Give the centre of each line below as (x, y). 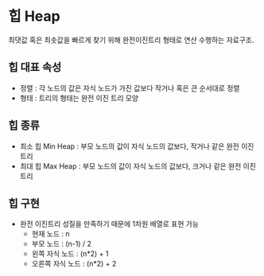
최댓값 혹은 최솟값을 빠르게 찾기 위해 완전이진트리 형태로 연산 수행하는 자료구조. (131, 40)
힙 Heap (35, 16)
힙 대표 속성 (35, 67)
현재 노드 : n (50, 234)
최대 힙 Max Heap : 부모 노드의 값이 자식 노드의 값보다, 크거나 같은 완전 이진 (138, 166)
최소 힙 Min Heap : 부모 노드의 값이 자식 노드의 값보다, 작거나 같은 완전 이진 (137, 146)
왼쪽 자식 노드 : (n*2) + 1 (70, 254)
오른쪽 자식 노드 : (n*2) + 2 (74, 264)
